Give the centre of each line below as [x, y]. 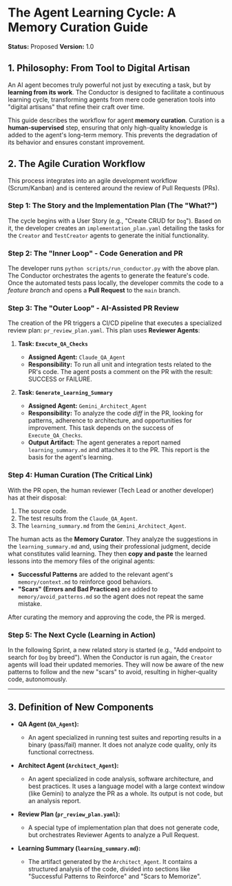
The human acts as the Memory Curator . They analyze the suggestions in [113, 539]
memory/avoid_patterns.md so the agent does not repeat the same [110, 596]
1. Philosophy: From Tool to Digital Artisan [99, 68]
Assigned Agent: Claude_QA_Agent [77, 357]
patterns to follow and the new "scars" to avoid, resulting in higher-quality [113, 672]
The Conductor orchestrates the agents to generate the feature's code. [108, 276]
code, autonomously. [38, 679]
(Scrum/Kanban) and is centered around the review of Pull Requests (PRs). [114, 188]
